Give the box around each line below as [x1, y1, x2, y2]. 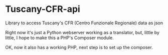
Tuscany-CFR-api [5, 3, 80, 15]
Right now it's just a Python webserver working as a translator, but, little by [5, 29, 159, 35]
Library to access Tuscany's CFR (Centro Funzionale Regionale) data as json [5, 20, 163, 26]
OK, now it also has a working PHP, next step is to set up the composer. [5, 44, 153, 50]
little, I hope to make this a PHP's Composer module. [5, 35, 114, 41]
